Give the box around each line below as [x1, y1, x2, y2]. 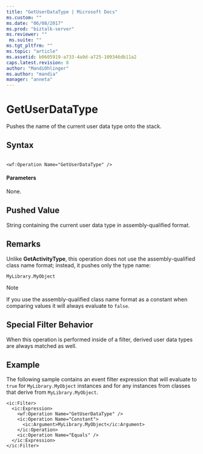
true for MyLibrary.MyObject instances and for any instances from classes [6, 382, 191, 390]
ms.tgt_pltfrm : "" [6, 43, 53, 49]
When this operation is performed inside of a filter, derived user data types [6, 336, 193, 343]
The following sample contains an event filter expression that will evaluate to [6, 376, 197, 383]
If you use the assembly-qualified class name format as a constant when [6, 295, 188, 303]
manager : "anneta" [6, 76, 53, 82]
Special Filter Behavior [6, 319, 93, 330]
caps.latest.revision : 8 [6, 59, 69, 65]
